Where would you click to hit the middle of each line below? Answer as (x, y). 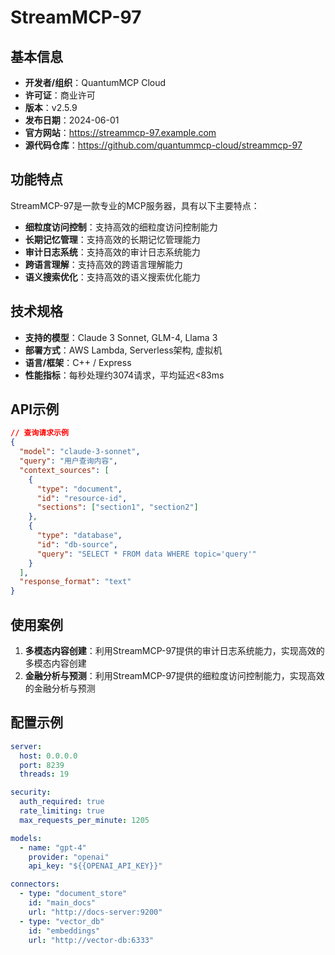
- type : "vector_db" (62, 921)
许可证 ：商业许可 (60, 95)
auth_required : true (62, 802)
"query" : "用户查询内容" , (68, 461)
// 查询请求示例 (39, 433)
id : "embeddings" (64, 931)
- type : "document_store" (73, 894)
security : (31, 792)
